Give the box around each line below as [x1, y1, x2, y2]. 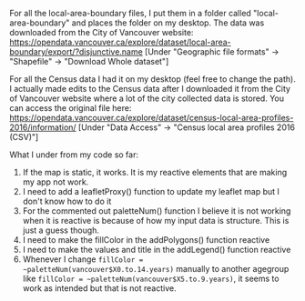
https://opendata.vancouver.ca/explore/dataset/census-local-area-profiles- [9, 113, 294, 123]
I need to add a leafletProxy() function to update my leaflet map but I [22, 186, 280, 196]
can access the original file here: [9, 103, 132, 113]
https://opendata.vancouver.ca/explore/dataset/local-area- [9, 36, 232, 47]
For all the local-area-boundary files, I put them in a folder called [9, 8, 252, 18]
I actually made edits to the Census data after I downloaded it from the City [9, 84, 291, 94]
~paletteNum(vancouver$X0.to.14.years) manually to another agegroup [22, 264, 290, 274]
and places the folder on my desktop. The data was [71, 17, 265, 28]
